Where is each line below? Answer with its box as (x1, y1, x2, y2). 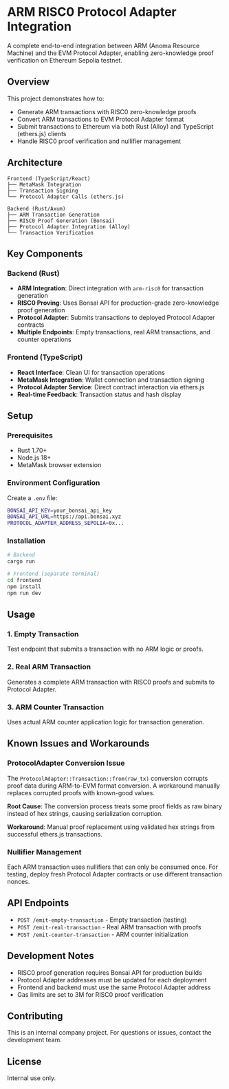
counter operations (17, 335, 72, 344)
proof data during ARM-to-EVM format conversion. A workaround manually (7, 781, 220, 790)
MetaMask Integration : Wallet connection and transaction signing (17, 376, 205, 384)
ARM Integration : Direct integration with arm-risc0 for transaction (17, 284, 204, 292)
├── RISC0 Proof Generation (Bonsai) (7, 217, 116, 224)
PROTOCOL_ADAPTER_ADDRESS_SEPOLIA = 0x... (7, 520, 125, 527)
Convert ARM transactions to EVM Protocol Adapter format (17, 115, 184, 123)
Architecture (7, 157, 63, 169)
